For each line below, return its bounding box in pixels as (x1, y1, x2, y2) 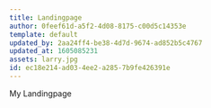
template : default (9, 30, 78, 39)
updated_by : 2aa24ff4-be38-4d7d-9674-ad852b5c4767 (9, 38, 203, 48)
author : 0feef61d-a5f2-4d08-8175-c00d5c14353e (9, 22, 187, 31)
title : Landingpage (9, 13, 83, 22)
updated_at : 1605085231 (9, 47, 99, 56)
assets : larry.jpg (9, 55, 78, 64)
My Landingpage (9, 87, 72, 99)
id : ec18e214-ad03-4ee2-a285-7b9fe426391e (9, 64, 171, 73)
